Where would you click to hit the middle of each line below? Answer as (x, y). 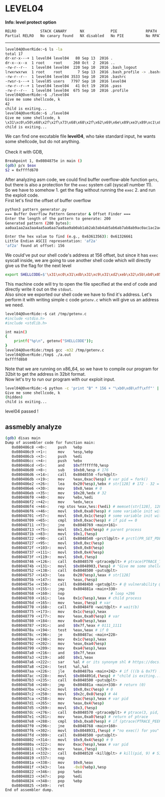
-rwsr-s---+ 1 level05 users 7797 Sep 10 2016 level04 (66, 81)
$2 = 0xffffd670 (22, 170)
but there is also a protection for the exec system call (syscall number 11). (79, 185)
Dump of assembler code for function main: (50, 443)
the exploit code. (22, 195)
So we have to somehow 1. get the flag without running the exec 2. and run (80, 190)
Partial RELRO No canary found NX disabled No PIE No (78, 36)
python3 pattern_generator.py (36, 209)
